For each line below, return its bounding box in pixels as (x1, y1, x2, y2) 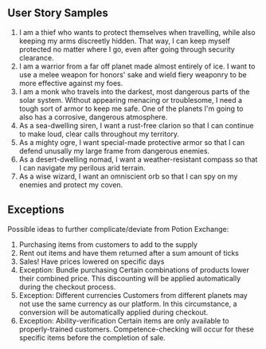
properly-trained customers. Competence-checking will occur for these (18, 324, 254, 334)
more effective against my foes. (18, 78, 123, 88)
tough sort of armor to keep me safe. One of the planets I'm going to (18, 104, 244, 113)
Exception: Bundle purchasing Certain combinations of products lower (18, 265, 250, 274)
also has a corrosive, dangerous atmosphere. (18, 112, 168, 122)
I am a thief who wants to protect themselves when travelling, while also (18, 27, 256, 37)
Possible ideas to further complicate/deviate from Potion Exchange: (7, 224, 229, 233)
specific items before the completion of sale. (18, 332, 166, 342)
